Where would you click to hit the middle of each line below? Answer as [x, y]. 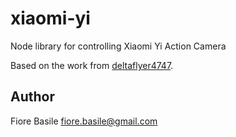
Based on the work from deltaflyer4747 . [92, 65]
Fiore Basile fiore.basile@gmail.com [84, 121]
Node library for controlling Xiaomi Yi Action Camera [118, 46]
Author [32, 97]
